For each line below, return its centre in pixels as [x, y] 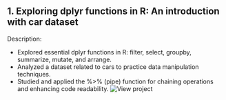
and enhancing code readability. [63, 88]
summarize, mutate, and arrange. [64, 59]
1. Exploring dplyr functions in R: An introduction [113, 11]
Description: [24, 39]
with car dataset [43, 22]
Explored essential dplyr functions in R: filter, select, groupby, [104, 52]
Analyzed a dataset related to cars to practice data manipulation [108, 67]
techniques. [34, 74]
